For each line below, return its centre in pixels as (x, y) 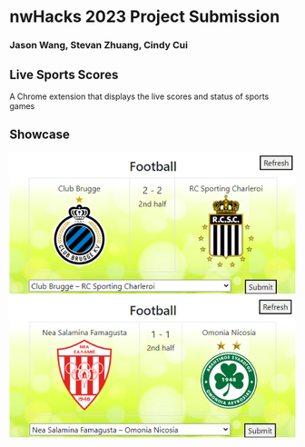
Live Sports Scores (64, 74)
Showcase (40, 135)
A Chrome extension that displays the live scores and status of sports (139, 96)
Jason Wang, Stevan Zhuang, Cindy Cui (99, 45)
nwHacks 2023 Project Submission (145, 17)
